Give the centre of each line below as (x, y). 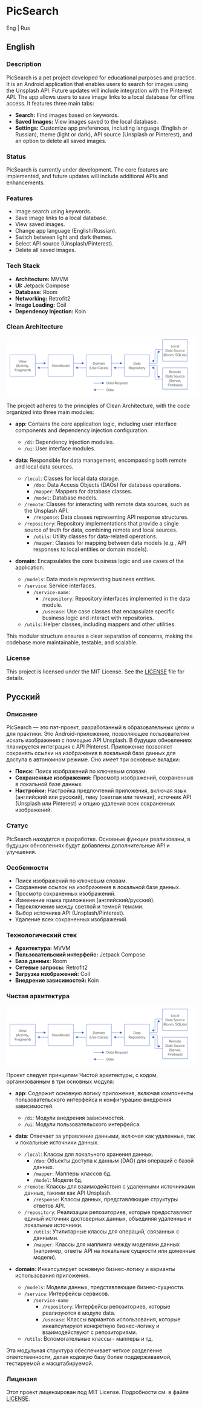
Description (24, 64)
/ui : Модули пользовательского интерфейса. (82, 1124)
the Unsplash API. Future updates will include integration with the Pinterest (99, 90)
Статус (17, 826)
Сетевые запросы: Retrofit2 (51, 967)
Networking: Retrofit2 (43, 298)
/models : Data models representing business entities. (90, 579)
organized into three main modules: (50, 412)
